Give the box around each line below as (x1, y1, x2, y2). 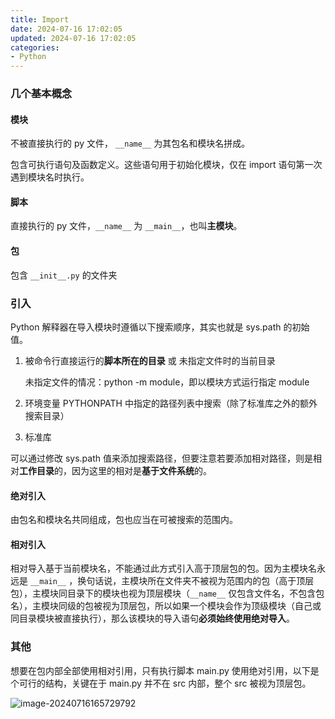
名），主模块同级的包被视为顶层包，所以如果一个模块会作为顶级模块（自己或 (10, 600, 322, 612)
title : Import (10, 14, 70, 25)
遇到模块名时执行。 (10, 171, 90, 183)
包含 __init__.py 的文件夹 (10, 269, 118, 281)
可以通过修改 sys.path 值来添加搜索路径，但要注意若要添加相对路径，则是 (10, 452, 313, 464)
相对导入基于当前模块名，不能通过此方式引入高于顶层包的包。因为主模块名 (10, 562, 317, 575)
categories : (10, 42, 60, 53)
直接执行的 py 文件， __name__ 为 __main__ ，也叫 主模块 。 (10, 220, 243, 232)
